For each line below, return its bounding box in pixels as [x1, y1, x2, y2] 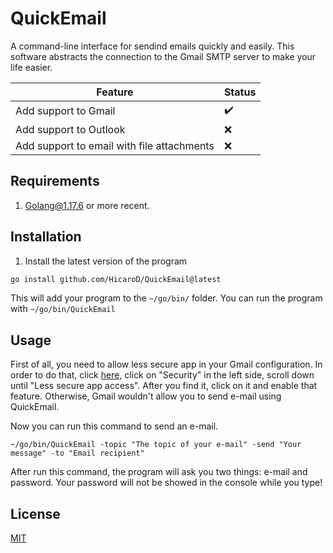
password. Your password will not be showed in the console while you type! [10, 477, 323, 489]
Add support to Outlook [15, 122, 126, 136]
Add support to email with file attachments [15, 138, 215, 152]
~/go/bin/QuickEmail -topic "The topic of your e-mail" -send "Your [10, 440, 302, 450]
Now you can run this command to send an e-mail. [10, 420, 219, 432]
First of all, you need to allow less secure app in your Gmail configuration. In [10, 358, 323, 371]
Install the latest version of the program [24, 255, 188, 267]
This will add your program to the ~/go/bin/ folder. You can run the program [10, 292, 323, 304]
